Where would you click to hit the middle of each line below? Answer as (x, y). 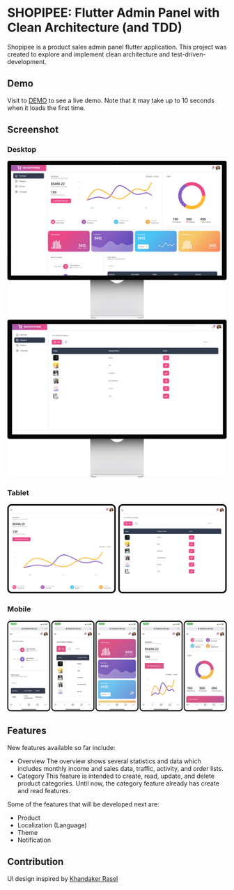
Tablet (18, 492)
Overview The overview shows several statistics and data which (109, 761)
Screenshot (33, 130)
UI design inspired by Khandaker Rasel (63, 878)
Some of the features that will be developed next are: (83, 804)
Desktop (22, 150)
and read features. (44, 790)
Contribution (36, 862)
